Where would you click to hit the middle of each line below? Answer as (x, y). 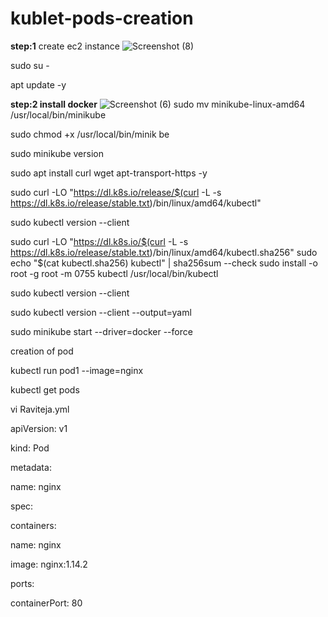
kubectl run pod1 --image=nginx (77, 370)
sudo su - (30, 65)
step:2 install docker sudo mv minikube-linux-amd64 (158, 104)
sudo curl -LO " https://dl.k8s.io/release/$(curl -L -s (116, 192)
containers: (33, 525)
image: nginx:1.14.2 (49, 564)
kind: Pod (30, 448)
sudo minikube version (57, 153)
